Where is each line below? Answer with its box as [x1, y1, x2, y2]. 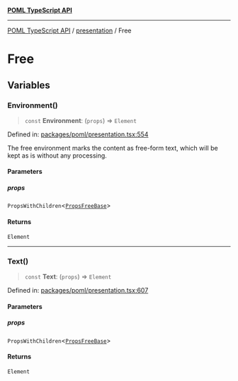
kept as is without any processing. [7, 151, 108, 160]
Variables [7, 79, 51, 91]
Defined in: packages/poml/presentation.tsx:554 [7, 130, 149, 139]
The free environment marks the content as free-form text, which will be [7, 143, 218, 152]
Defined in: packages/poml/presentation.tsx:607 [7, 286, 149, 294]
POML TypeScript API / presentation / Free [7, 26, 132, 35]
